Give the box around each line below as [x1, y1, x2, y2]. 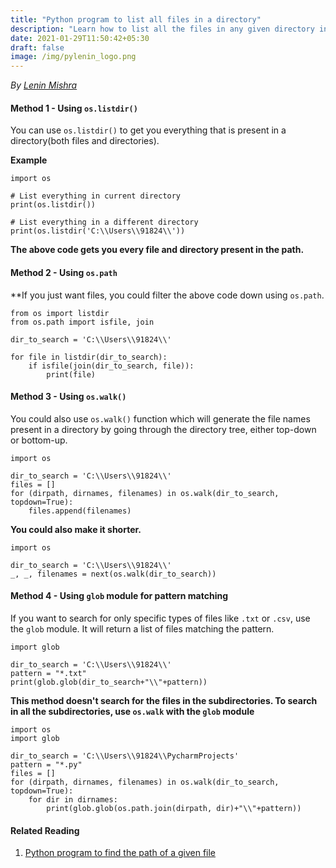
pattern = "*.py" [10, 759, 83, 770]
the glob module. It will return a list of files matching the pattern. [10, 622, 275, 635]
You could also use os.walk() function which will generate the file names [10, 412, 311, 425]
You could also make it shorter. [10, 523, 142, 535]
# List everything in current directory [10, 191, 182, 201]
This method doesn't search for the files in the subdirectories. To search [10, 694, 318, 706]
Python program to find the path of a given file [24, 847, 217, 859]
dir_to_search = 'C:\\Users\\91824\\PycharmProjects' [10, 751, 240, 761]
